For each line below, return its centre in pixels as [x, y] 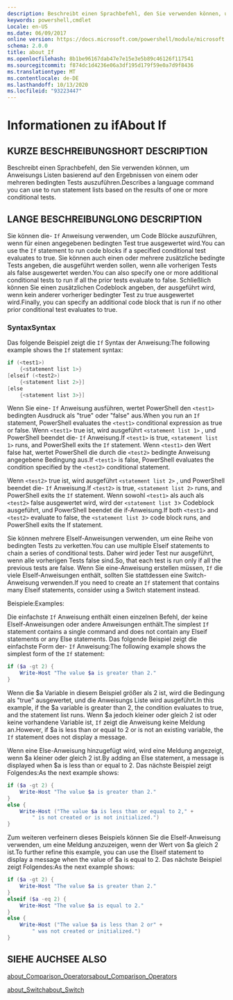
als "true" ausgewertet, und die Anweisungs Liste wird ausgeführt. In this [111, 700]
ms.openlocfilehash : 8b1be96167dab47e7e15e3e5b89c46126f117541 [101, 59]
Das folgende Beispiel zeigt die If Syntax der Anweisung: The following [109, 343]
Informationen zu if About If [87, 125]
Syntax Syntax [32, 327]
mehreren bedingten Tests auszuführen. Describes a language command [111, 183]
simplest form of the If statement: [56, 654]
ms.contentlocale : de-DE [43, 78]
